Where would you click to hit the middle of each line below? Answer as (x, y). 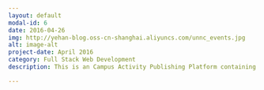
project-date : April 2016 (51, 52)
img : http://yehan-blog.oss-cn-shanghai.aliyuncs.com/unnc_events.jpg (127, 37)
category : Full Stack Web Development (72, 60)
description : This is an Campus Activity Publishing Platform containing (132, 67)
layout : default (35, 15)
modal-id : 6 (28, 23)
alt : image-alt (33, 45)
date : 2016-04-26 (37, 30)
